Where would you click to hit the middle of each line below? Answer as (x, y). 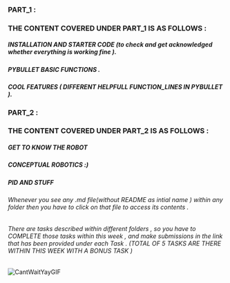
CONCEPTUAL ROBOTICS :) (48, 165)
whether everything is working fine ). (62, 52)
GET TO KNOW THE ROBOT (48, 147)
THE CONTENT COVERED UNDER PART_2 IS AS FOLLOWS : (108, 131)
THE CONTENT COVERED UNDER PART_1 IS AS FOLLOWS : (107, 28)
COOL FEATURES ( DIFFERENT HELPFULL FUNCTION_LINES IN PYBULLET (115, 87)
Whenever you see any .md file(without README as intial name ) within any (115, 200)
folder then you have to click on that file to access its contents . (98, 207)
